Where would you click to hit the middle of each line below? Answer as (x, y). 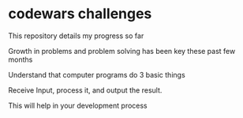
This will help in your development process (78, 105)
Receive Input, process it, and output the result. (85, 90)
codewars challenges (80, 14)
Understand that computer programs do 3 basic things (97, 74)
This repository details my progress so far (76, 36)
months (21, 59)
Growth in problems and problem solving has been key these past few (122, 51)
